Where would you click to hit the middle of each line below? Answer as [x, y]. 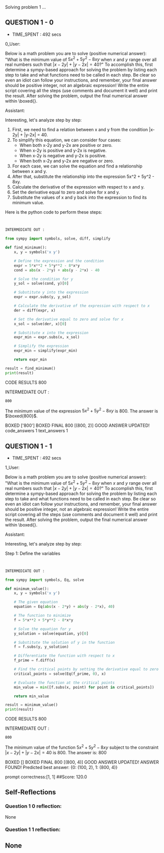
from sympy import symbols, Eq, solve [45, 580]
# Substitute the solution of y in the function [64, 642]
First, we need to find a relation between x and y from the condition [80, 130]
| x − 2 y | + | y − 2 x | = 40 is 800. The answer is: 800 [56, 752]
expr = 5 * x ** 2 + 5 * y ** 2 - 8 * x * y [47, 265]
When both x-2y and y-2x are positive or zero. [66, 145]
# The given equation [36, 602]
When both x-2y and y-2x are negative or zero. [67, 161]
